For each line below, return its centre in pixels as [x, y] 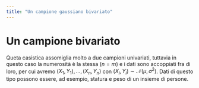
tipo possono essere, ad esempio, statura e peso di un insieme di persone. [97, 79]
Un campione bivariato [63, 41]
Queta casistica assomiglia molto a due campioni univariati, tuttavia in [91, 58]
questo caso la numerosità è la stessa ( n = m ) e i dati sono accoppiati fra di [98, 64]
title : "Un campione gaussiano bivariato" [59, 12]
